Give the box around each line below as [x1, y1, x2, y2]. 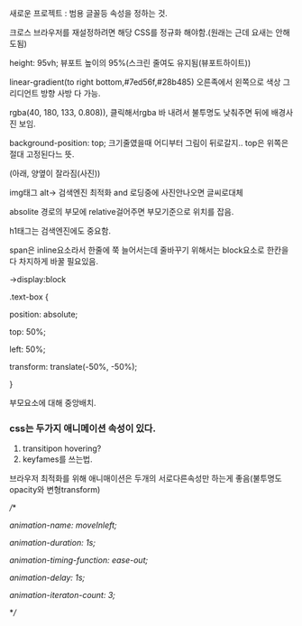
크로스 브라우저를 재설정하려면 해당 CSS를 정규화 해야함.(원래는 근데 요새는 [9, 27, 274, 38]
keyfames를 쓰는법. [22, 454, 93, 465]
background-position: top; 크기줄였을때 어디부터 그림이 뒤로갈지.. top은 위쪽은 [9, 138, 289, 148]
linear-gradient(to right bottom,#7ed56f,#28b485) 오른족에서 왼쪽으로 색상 [9, 77, 281, 87]
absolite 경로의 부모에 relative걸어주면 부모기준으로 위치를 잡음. [9, 207, 234, 216]
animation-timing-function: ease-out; [9, 555, 149, 566]
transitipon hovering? [22, 443, 102, 454]
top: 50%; [9, 327, 47, 336]
